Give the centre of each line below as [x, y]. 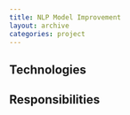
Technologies [48, 69]
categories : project [48, 34]
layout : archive [39, 26]
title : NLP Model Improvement [65, 17]
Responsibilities [55, 100]
